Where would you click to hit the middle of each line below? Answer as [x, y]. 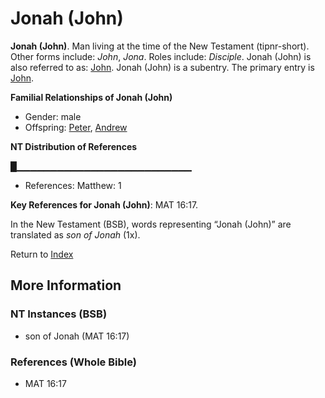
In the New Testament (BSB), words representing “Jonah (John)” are [151, 224]
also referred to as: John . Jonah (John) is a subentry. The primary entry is [162, 67]
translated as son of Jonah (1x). [75, 234]
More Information [66, 285]
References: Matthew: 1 [73, 185]
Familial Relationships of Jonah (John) [91, 97]
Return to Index [42, 254]
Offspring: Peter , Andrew [76, 127]
